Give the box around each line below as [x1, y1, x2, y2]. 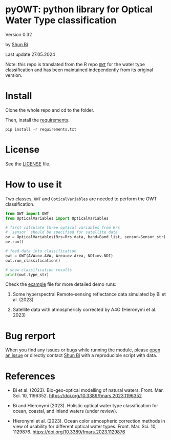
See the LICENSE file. [5, 160, 51, 167]
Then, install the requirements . [5, 117, 70, 123]
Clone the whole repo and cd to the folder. [5, 107, 95, 113]
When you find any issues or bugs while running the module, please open [5, 347, 160, 353]
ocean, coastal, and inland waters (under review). [12, 408, 118, 414]
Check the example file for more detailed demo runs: [5, 281, 117, 287]
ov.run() [5, 239, 24, 244]
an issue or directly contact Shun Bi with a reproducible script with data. [5, 352, 158, 359]
